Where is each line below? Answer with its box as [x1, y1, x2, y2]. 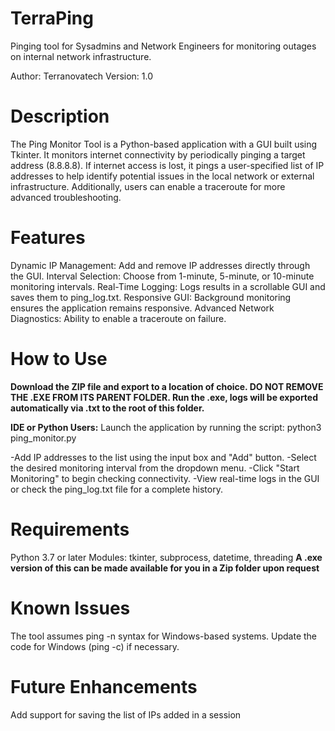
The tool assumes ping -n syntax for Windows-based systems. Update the [10, 630, 317, 642]
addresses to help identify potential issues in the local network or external [10, 170, 315, 182]
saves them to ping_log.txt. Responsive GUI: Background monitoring [10, 291, 292, 303]
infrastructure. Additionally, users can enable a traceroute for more [10, 180, 286, 192]
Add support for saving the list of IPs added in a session [10, 708, 242, 721]
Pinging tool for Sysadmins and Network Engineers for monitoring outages [10, 40, 317, 52]
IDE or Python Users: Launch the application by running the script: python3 [10, 421, 322, 433]
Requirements [10, 518, 130, 541]
